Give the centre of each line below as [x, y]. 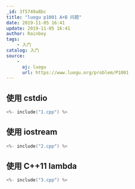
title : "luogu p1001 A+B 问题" [44, 17]
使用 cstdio [27, 98]
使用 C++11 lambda [42, 166]
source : [16, 56]
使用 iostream [32, 132]
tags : [13, 39]
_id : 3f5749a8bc [26, 12]
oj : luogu [34, 67]
